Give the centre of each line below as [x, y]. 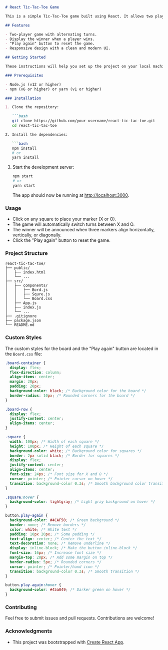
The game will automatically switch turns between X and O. [73, 224]
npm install [24, 148]
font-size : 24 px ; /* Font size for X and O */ [59, 474]
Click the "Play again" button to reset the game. [61, 240]
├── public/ [17, 268]
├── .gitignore [21, 316]
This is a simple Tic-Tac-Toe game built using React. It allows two [79, 16]
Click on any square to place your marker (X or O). [64, 219]
